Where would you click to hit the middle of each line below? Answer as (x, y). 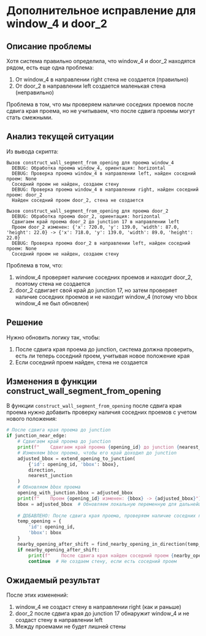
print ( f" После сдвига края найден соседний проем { (101, 556)
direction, (42, 470)
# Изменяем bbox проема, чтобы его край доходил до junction (97, 453)
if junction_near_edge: (37, 436)
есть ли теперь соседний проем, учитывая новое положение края (102, 356)
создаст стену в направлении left (59, 620)
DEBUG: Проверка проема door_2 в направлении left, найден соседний (101, 243)
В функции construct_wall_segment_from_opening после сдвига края (94, 406)
